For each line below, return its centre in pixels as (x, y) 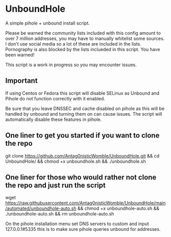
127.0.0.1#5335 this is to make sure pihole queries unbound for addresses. (83, 229)
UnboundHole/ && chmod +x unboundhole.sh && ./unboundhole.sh (76, 161)
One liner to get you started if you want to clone (82, 135)
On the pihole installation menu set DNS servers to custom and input (77, 224)
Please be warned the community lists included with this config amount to (83, 33)
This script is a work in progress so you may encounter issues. (71, 64)
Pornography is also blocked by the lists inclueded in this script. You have (83, 49)
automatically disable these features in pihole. (54, 119)
